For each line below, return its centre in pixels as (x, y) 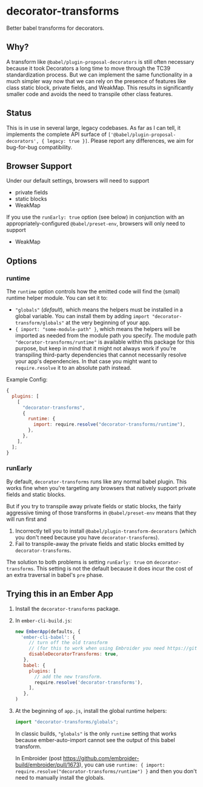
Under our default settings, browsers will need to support (78, 181)
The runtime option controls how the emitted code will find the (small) (93, 291)
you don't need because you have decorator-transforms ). (87, 537)
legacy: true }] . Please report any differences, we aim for (120, 140)
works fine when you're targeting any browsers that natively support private (101, 488)
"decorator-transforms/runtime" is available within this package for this (105, 342)
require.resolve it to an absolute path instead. (73, 368)
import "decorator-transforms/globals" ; (67, 722)
